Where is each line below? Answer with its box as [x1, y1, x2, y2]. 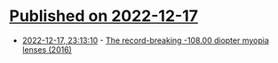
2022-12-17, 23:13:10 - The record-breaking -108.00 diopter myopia [21, 35, 269, 45]
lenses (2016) [21, 44, 73, 54]
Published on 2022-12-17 [9, 6, 198, 26]
